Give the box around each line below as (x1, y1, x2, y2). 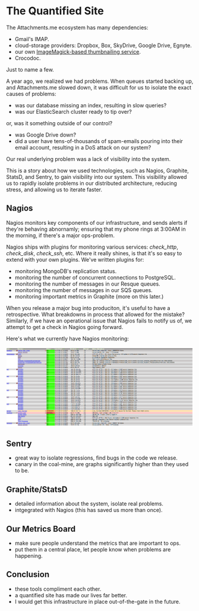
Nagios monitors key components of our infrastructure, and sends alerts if (6, 219, 188, 226)
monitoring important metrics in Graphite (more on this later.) (14, 293, 164, 300)
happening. (14, 552, 43, 559)
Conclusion (6, 569, 50, 579)
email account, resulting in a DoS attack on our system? (14, 144, 151, 151)
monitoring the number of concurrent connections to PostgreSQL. (14, 274, 176, 281)
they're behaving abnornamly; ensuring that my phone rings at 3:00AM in (6, 225, 186, 232)
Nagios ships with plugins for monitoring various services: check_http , (6, 243, 178, 250)
